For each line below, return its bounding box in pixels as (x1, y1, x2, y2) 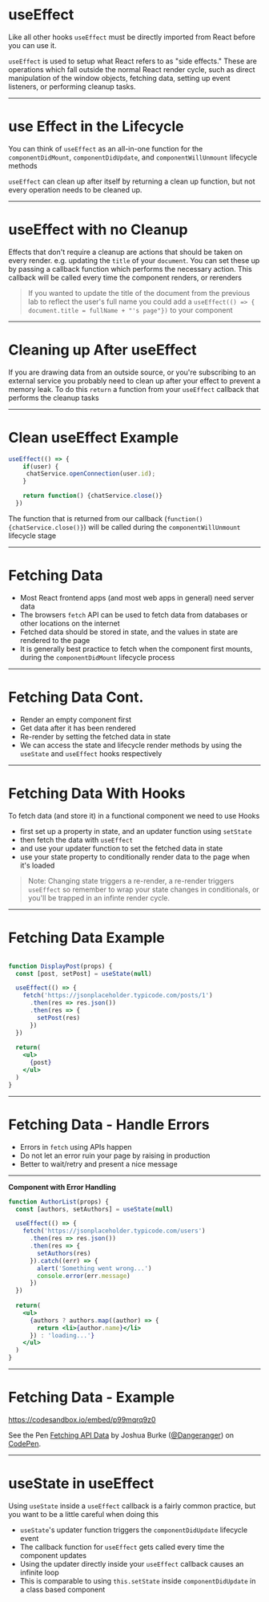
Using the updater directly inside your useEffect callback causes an (19, 1559, 244, 1568)
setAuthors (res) (37, 1249, 91, 1257)
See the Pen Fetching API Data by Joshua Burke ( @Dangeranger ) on (8, 1430, 235, 1440)
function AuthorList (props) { (8, 1197, 110, 1206)
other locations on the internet (19, 618, 120, 628)
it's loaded (19, 860, 55, 870)
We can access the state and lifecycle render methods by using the (19, 740, 243, 750)
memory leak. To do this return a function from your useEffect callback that (8, 384, 259, 394)
